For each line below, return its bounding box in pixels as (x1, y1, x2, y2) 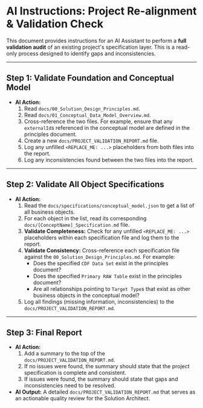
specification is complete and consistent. (24, 369, 127, 377)
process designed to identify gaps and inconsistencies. (18, 49, 156, 57)
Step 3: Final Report (6, 327, 83, 337)
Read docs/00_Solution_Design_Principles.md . (24, 104, 140, 112)
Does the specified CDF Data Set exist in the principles (33, 260, 169, 267)
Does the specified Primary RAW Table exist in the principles (33, 272, 182, 279)
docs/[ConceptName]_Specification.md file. (24, 221, 130, 228)
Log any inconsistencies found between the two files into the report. (24, 156, 195, 164)
